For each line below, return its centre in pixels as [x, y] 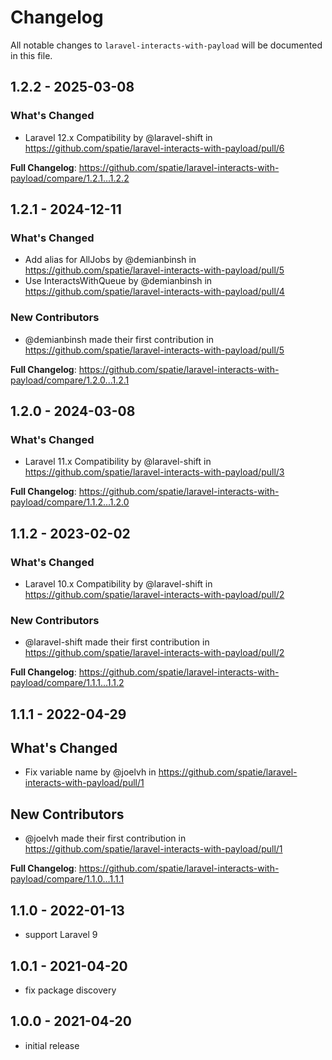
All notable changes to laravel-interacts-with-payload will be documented [166, 45]
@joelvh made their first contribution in [105, 838]
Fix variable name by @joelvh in [90, 772]
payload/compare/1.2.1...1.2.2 [70, 178]
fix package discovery [70, 990]
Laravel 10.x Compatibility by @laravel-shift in [118, 583]
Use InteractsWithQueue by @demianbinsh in [118, 281]
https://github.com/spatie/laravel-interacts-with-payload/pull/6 [154, 148]
